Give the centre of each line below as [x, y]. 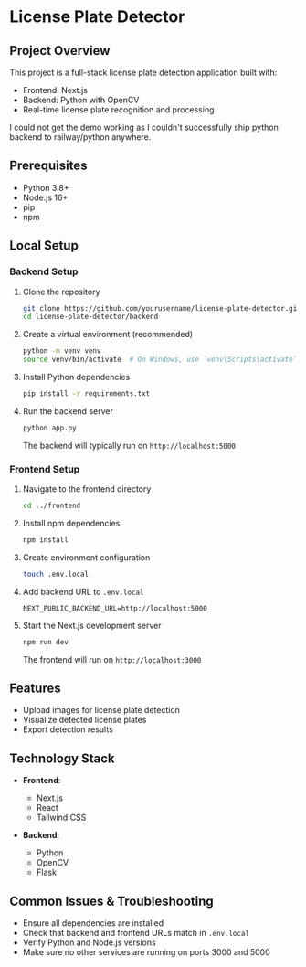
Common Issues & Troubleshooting [112, 901]
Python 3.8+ [46, 187]
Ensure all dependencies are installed [93, 923]
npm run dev [45, 642]
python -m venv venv [62, 351]
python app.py [49, 428]
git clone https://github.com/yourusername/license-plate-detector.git [162, 308]
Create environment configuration [86, 557]
